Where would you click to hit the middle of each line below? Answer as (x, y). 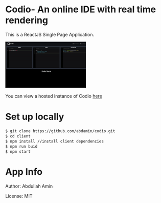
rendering (27, 20)
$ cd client (18, 136)
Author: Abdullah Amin (29, 186)
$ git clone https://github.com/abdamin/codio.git (60, 131)
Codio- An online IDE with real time (81, 9)
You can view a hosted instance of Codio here (54, 96)
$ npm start (18, 151)
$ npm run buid (21, 146)
